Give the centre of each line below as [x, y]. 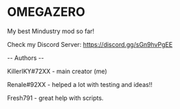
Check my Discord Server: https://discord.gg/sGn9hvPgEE [90, 44]
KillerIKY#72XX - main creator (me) [57, 71]
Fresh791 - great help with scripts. [56, 98]
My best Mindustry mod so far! [51, 31]
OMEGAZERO [46, 12]
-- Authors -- [26, 58]
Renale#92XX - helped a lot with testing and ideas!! [80, 84]
